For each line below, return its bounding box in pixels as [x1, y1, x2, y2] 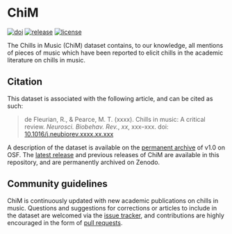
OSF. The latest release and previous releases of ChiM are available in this [7, 150, 220, 159]
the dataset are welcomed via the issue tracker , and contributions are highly [7, 211, 224, 219]
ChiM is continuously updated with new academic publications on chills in [7, 196, 219, 205]
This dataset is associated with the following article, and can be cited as [7, 94, 213, 102]
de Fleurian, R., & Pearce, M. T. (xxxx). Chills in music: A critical [24, 115, 206, 123]
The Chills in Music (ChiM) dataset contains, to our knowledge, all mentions [7, 41, 224, 49]
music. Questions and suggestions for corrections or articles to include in [7, 204, 217, 212]
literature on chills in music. [7, 55, 85, 64]
